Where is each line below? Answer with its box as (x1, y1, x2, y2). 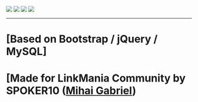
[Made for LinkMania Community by (6, 72, 186, 85)
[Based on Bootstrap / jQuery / (6, 32, 158, 46)
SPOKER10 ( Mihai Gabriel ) (6, 84, 137, 97)
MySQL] (6, 45, 47, 58)
